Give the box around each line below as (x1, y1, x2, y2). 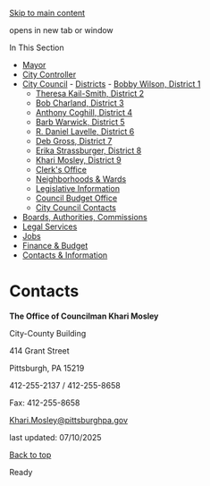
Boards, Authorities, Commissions (21, 212, 147, 222)
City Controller (21, 69, 77, 80)
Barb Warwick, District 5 (35, 116, 125, 127)
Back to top (9, 449, 52, 460)
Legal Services (21, 221, 78, 232)
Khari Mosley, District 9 (35, 155, 122, 165)
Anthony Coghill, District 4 (35, 107, 133, 117)
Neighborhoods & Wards (35, 174, 127, 184)
